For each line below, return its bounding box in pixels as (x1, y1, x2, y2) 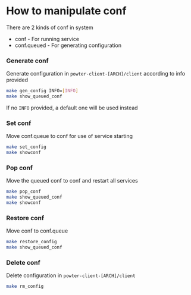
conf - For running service (14, 35, 80, 42)
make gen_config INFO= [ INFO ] (6, 88, 79, 94)
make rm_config (6, 284, 44, 290)
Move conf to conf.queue (6, 227, 68, 234)
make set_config (6, 144, 46, 150)
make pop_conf (6, 189, 42, 194)
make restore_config (6, 239, 58, 245)
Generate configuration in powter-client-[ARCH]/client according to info (6, 70, 186, 77)
